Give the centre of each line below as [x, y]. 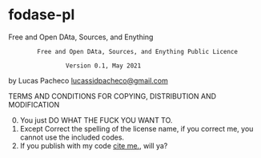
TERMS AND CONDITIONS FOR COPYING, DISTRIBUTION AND [112, 96]
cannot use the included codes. [72, 137]
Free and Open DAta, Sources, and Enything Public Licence [138, 51]
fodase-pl [42, 15]
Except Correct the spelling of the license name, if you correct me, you [137, 128]
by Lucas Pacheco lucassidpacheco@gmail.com [88, 80]
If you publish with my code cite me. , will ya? [94, 145]
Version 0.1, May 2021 [103, 66]
